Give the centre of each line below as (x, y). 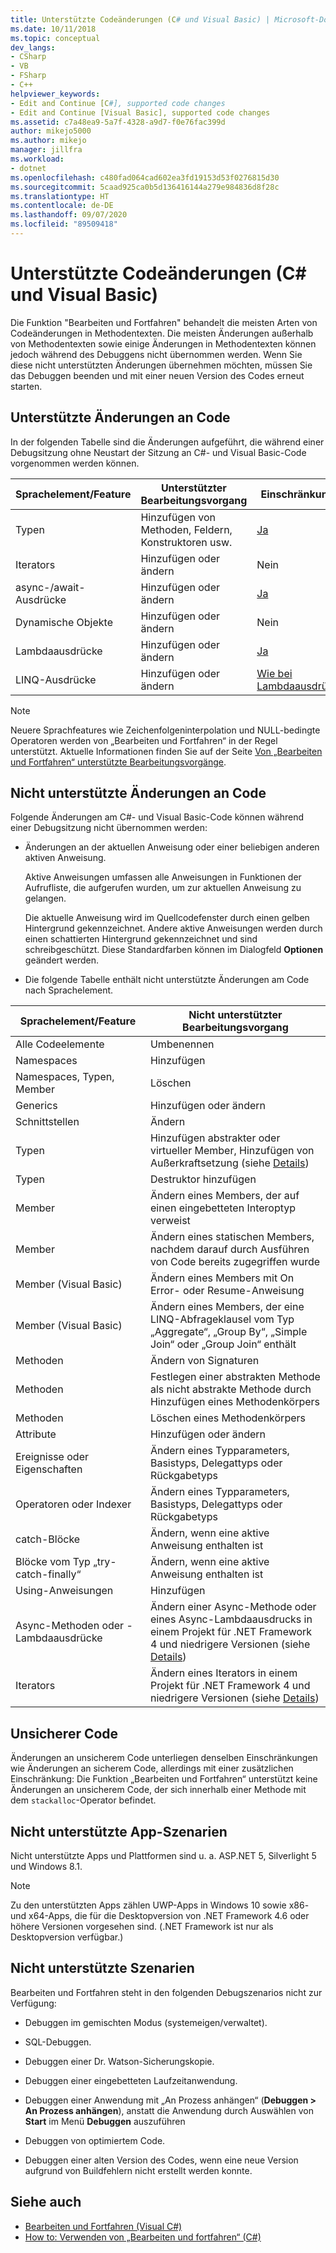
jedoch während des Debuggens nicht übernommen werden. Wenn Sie (156, 354)
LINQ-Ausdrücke (56, 679)
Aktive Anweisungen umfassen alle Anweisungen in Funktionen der (163, 877)
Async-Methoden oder (70, 1626)
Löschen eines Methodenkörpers (227, 1418)
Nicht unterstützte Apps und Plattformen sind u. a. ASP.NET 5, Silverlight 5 (163, 1856)
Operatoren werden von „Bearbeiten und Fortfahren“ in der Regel (144, 740)
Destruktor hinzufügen (203, 1179)
